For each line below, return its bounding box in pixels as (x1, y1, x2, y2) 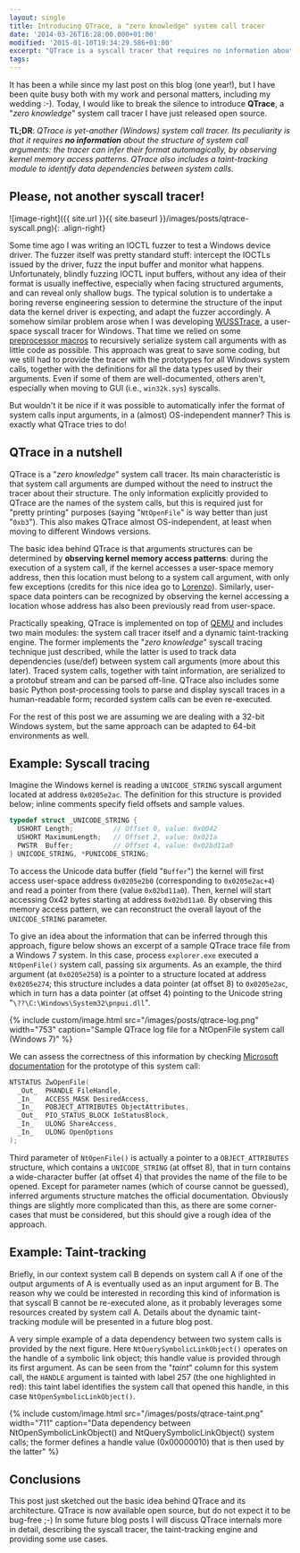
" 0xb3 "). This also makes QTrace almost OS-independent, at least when (9, 516, 272, 527)
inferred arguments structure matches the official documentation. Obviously (9, 1190, 288, 1201)
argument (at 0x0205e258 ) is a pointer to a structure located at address (9, 968, 267, 979)
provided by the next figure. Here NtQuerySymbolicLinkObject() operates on (9, 1343, 288, 1353)
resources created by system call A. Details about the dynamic (9, 1307, 239, 1317)
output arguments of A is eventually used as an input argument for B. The (9, 1278, 279, 1289)
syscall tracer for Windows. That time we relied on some (34, 325, 241, 336)
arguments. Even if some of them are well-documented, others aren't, (9, 373, 266, 383)
